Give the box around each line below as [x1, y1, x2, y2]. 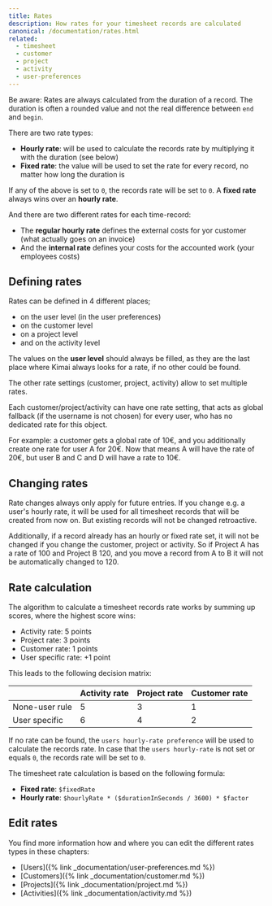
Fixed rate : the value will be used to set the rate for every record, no [19, 160, 249, 171]
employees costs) [19, 251, 80, 261]
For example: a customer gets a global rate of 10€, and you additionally [8, 436, 246, 446]
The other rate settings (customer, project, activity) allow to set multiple [8, 378, 248, 388]
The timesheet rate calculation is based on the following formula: [8, 769, 226, 778]
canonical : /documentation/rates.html [8, 27, 140, 35]
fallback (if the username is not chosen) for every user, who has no [8, 412, 233, 421]
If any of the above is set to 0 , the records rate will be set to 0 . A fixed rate [8, 185, 257, 195]
